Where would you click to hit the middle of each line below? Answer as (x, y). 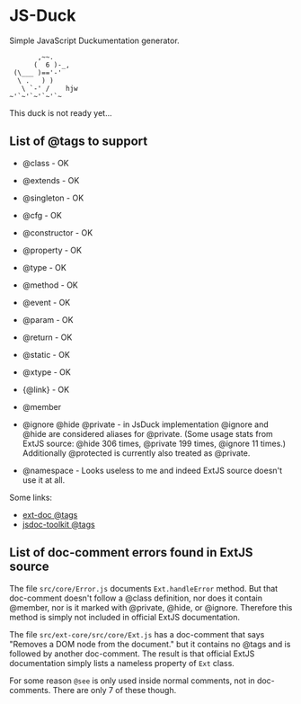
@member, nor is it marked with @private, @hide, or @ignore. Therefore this (151, 607)
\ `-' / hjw (49, 88)
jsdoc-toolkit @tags (59, 524)
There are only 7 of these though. (115, 690)
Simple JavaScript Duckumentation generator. (94, 40)
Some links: (31, 497)
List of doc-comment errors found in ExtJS (131, 553)
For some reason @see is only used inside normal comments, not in (132, 681)
